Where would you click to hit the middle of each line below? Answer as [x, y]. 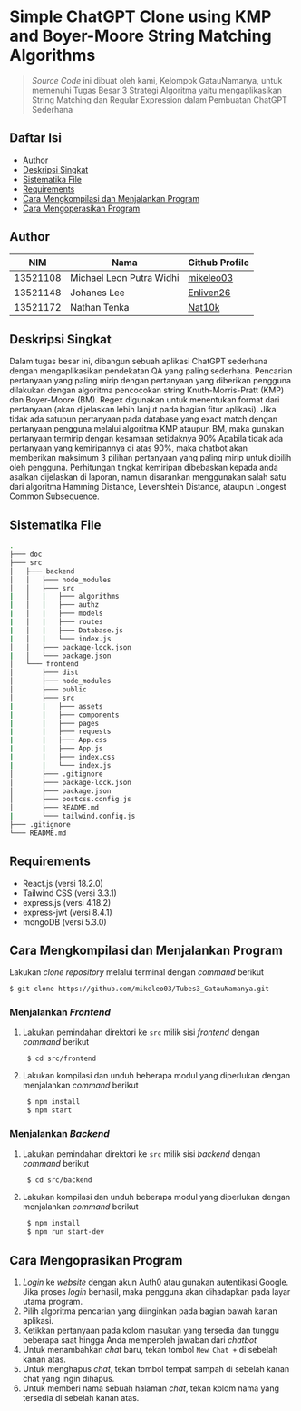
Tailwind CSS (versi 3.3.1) [70, 893]
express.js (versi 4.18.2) [67, 902]
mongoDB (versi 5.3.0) [64, 922]
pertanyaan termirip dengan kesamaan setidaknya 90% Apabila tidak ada [146, 439]
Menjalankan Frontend [60, 1012]
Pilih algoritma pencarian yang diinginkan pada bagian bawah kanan [150, 1311]
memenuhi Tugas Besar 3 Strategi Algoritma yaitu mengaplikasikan [157, 90]
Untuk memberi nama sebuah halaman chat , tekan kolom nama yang [150, 1388]
